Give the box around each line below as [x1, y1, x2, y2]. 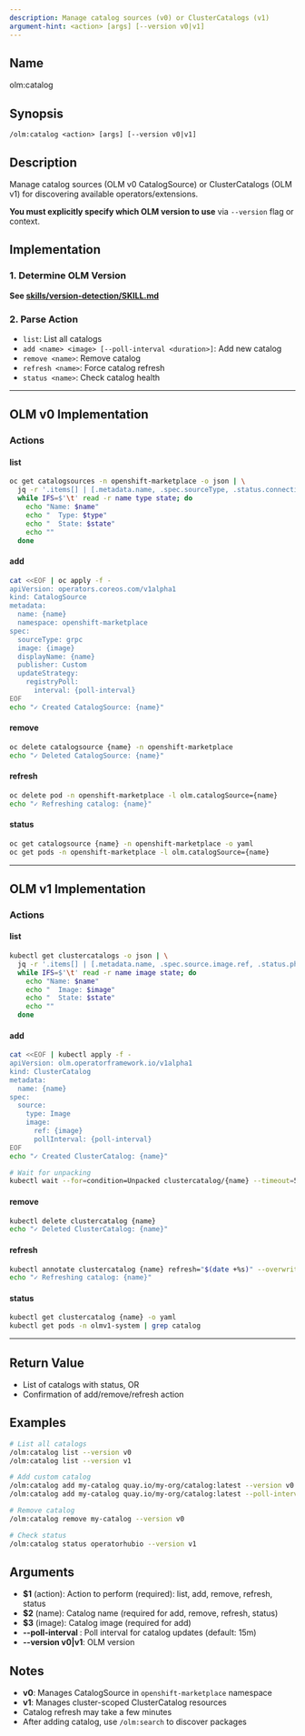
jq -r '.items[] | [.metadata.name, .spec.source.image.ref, [17, 959, 254, 968]
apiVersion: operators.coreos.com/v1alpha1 [9, 584, 177, 594]
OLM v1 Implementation [9, 881, 146, 897]
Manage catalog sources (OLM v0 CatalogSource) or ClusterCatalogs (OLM [9, 178, 292, 189]
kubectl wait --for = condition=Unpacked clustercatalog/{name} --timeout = [9, 1177, 295, 1186]
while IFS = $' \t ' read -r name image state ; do [17, 968, 197, 978]
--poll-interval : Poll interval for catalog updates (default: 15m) [22, 1627, 257, 1638]
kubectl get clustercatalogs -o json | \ [9, 951, 169, 960]
